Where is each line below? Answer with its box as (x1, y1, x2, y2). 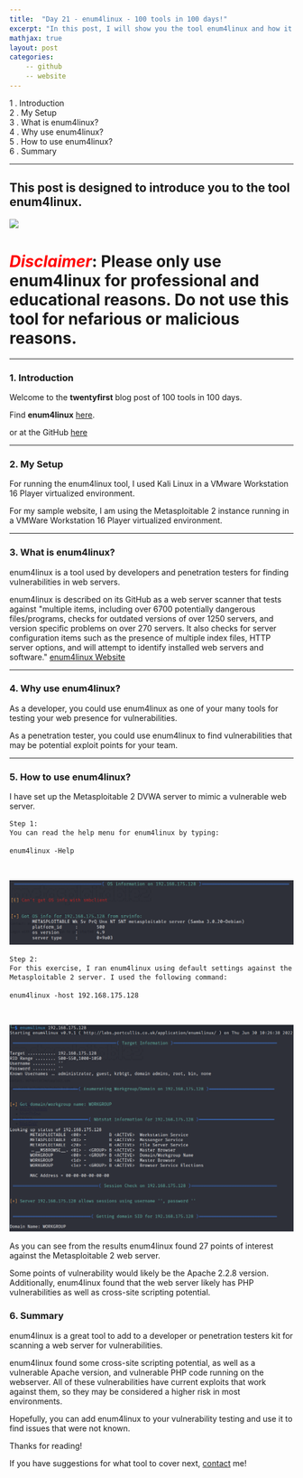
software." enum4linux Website (9, 651, 126, 662)
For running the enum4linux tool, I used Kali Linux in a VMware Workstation (9, 479, 289, 490)
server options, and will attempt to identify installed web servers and (9, 641, 264, 652)
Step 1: (9, 819, 39, 828)
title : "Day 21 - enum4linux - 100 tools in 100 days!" (9, 14, 228, 23)
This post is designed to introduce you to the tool (9, 181, 290, 196)
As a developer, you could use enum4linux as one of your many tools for (9, 703, 279, 714)
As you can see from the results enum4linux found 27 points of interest (9, 1240, 273, 1251)
